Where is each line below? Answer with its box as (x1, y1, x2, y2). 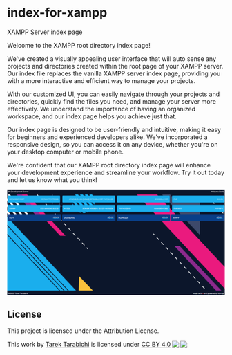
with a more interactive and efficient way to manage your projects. (7, 76, 196, 84)
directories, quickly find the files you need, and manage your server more (7, 97, 216, 105)
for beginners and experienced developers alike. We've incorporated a (7, 133, 209, 141)
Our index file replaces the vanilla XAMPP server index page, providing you (7, 69, 221, 78)
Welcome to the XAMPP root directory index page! (7, 41, 151, 49)
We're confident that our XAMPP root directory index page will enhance (7, 161, 211, 169)
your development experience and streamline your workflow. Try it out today (7, 168, 224, 176)
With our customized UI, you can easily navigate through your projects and (7, 90, 220, 98)
